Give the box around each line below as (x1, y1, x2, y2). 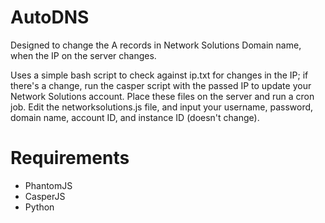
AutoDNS (10, 6, 90, 29)
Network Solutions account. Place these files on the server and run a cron (10, 90, 315, 102)
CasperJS (24, 190, 66, 202)
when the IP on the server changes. (10, 49, 157, 61)
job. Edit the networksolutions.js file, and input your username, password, (10, 101, 314, 113)
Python (24, 201, 55, 213)
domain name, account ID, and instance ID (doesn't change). (10, 111, 260, 123)
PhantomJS (24, 179, 73, 191)
